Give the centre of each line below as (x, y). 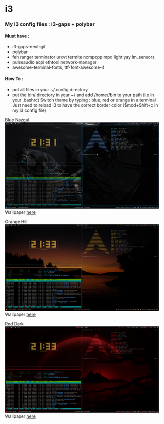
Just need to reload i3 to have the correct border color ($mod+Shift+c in (85, 105)
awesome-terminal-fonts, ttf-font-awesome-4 (58, 67)
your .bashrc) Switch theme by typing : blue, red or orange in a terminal (84, 100)
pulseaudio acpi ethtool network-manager (54, 62)
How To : (14, 79)
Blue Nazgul (17, 120)
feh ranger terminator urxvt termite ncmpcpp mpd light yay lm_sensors (83, 57)
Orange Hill (16, 222)
